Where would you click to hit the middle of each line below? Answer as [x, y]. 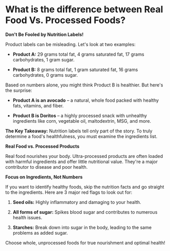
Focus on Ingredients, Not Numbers [44, 177]
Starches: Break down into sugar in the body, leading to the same [82, 227]
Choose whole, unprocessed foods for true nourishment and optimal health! [85, 243]
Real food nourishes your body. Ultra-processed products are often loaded [84, 156]
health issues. [27, 217]
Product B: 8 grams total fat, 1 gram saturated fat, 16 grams [75, 70]
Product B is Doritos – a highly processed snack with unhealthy [80, 116]
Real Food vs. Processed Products [42, 146]
